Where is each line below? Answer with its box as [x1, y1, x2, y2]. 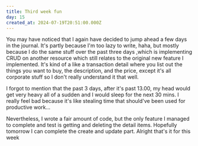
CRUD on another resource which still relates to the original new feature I [6, 54, 184, 62]
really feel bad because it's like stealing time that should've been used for [6, 98, 186, 105]
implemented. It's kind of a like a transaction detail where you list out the [6, 61, 183, 68]
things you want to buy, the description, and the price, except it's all [6, 67, 171, 74]
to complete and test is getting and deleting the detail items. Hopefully [6, 122, 177, 129]
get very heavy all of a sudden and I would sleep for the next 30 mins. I [6, 91, 179, 98]
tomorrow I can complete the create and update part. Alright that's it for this [6, 128, 191, 135]
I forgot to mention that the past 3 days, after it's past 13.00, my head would [6, 85, 191, 92]
